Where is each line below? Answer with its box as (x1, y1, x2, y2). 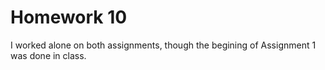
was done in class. (10, 49, 87, 61)
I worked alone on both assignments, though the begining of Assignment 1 (10, 39, 317, 51)
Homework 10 (10, 6, 128, 29)
